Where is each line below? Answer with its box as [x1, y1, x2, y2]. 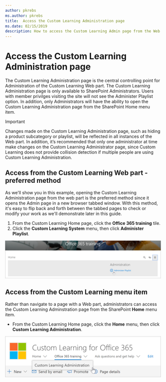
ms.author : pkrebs [5, 13, 43, 18]
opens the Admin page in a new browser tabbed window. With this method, [5, 200, 158, 206]
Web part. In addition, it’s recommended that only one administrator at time [5, 139, 158, 145]
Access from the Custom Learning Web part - [5, 169, 148, 177]
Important [5, 119, 25, 125]
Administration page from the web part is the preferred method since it [5, 195, 149, 201]
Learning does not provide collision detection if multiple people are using [5, 149, 154, 155]
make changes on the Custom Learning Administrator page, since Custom [5, 144, 156, 150]
